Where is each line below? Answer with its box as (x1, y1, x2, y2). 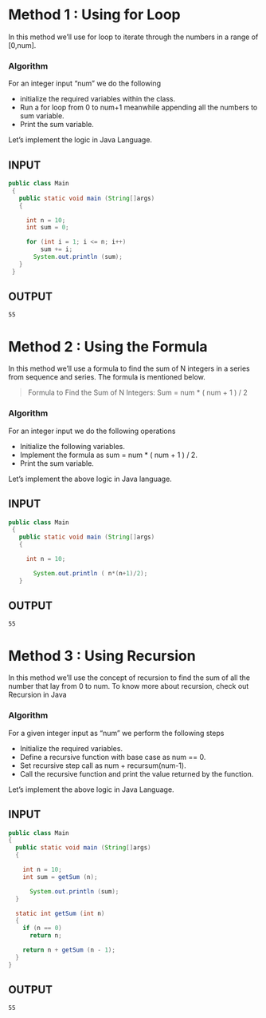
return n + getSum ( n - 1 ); (22, 946, 115, 954)
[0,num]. (8, 40, 37, 50)
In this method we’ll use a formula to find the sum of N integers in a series (8, 364, 250, 373)
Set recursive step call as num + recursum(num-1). (19, 761, 186, 770)
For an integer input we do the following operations (8, 426, 176, 435)
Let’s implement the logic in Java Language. (8, 135, 153, 145)
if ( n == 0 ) (22, 925, 62, 933)
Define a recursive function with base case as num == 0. (19, 752, 206, 762)
